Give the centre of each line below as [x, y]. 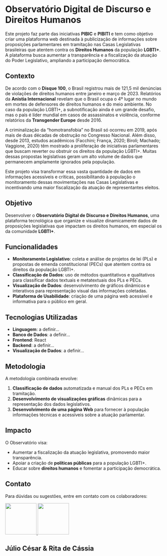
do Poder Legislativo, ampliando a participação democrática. [68, 60]
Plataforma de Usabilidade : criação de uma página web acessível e [82, 296]
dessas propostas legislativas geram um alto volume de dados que [74, 156]
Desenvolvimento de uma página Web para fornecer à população [81, 409]
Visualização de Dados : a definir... [48, 351]
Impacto [18, 431]
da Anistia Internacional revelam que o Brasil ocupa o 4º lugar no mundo [81, 99]
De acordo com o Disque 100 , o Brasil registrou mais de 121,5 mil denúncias [83, 88]
